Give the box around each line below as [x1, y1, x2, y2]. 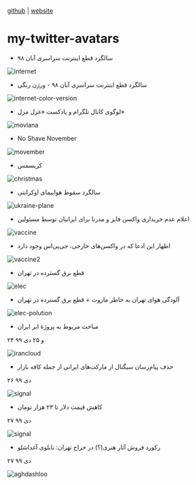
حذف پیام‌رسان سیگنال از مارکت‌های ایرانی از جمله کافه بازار [17, 362, 174, 371]
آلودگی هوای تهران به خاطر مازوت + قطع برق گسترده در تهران [17, 295, 180, 303]
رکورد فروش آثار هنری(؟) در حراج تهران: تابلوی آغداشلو [17, 443, 161, 451]
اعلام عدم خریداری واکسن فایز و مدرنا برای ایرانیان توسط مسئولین [17, 215, 190, 223]
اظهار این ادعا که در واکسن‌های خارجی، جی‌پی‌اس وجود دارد [17, 241, 171, 249]
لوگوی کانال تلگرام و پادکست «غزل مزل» [17, 107, 125, 116]
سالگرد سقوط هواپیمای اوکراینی [17, 188, 101, 196]
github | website [7, 7, 53, 15]
